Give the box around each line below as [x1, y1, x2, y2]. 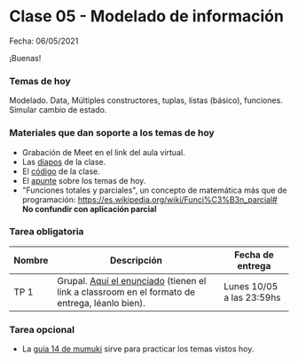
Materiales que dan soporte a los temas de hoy [9, 127, 215, 139]
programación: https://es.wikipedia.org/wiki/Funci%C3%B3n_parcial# [21, 193, 278, 205]
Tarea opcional [9, 323, 75, 335]
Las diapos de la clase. [21, 156, 106, 167]
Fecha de [233, 249, 274, 261]
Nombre [13, 254, 49, 266]
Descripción [109, 254, 162, 266]
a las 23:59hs [223, 291, 281, 304]
